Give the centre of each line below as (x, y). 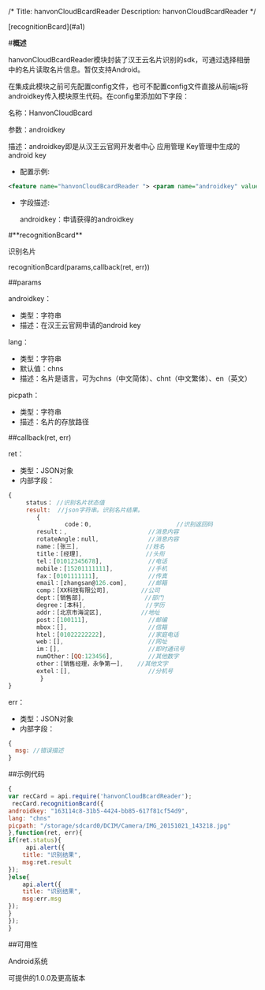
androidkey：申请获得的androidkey (77, 219)
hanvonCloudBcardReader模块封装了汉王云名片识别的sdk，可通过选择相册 (129, 60)
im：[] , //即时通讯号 (111, 649)
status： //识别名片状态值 (65, 502)
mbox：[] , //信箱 (102, 627)
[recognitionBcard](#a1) (47, 26)
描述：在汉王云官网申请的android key (80, 325)
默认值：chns (41, 368)
